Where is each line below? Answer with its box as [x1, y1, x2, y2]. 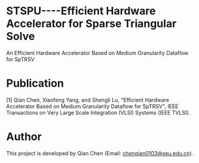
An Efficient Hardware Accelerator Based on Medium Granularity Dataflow [6, 49, 189, 56]
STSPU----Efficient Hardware [6, 4, 156, 18]
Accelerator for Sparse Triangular [6, 17, 177, 30]
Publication [6, 76, 64, 90]
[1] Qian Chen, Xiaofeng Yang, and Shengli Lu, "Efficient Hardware [6, 96, 169, 103]
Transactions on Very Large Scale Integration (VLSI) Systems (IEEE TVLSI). [6, 109, 191, 116]
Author [6, 130, 42, 144]
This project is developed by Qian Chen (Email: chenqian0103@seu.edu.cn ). [6, 149, 194, 156]
